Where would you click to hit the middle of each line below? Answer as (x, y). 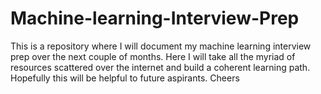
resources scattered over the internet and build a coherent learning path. (160, 67)
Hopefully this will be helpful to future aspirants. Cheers (125, 78)
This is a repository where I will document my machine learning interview (161, 46)
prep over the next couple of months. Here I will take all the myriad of (153, 56)
